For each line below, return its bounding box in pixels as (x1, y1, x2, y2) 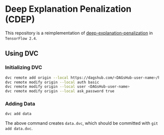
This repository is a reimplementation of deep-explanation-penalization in (5, 30, 153, 36)
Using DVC (5, 49, 39, 58)
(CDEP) (5, 14, 35, 25)
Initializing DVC (5, 64, 42, 71)
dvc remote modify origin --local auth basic (5, 80, 99, 85)
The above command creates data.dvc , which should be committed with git (5, 120, 158, 126)
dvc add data (5, 112, 32, 116)
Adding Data (5, 100, 36, 107)
